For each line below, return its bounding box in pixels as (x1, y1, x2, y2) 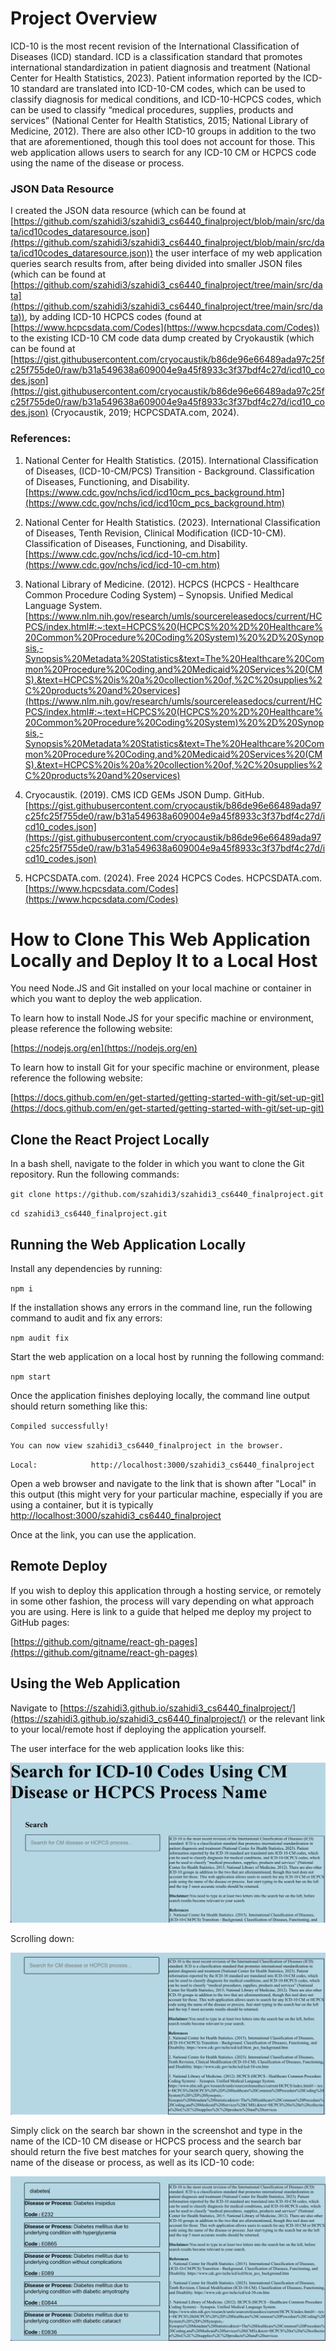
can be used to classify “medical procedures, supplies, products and (10, 103, 294, 116)
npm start (10, 1372, 52, 1382)
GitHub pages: (10, 1616, 70, 1628)
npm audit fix (10, 1333, 70, 1344)
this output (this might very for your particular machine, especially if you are (10, 1488, 323, 1501)
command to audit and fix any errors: (10, 1312, 163, 1324)
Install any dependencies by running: (10, 1263, 163, 1275)
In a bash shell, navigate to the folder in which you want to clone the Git (10, 1158, 305, 1170)
